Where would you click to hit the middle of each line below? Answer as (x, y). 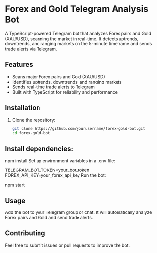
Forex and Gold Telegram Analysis (77, 9)
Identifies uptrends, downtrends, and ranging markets (67, 82)
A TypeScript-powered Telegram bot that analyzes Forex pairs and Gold (78, 33)
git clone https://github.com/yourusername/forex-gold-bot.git (79, 129)
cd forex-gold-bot (31, 133)
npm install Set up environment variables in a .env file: (60, 161)
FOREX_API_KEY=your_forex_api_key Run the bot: (56, 175)
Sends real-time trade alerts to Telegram (53, 87)
